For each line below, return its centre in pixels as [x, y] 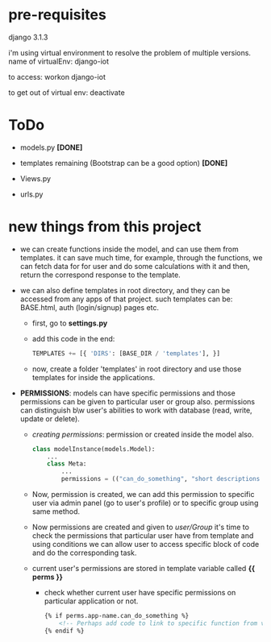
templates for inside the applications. [94, 377]
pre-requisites [57, 15]
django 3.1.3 [28, 37]
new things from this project [105, 227]
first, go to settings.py [70, 323]
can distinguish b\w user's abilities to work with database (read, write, [136, 410]
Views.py [35, 178]
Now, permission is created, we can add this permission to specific [143, 495]
